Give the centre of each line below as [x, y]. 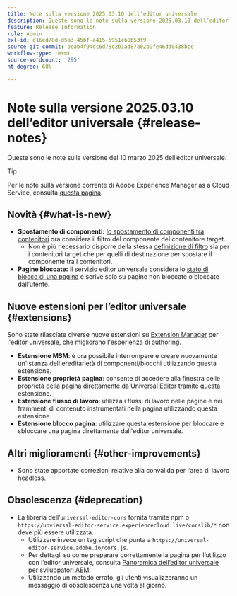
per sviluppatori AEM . [60, 570]
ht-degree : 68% [30, 67]
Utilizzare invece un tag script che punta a [90, 539]
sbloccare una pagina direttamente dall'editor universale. [100, 431]
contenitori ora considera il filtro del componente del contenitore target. [121, 239]
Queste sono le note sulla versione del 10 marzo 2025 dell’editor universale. [117, 157]
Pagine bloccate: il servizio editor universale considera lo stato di [113, 269]
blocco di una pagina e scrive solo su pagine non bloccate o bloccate [119, 277]
